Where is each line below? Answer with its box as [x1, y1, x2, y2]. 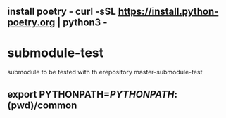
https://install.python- [118, 6, 219, 18]
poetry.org [7, 17, 56, 29]
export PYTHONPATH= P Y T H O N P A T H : [7, 88, 178, 100]
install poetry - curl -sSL [7, 6, 116, 18]
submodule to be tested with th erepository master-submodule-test [7, 68, 203, 77]
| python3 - [57, 17, 108, 29]
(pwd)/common [7, 99, 77, 111]
